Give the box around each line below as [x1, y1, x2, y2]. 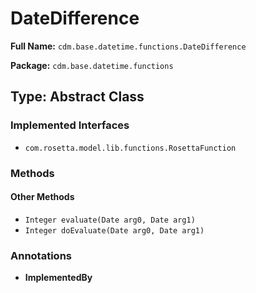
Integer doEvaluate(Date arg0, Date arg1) [24, 225, 205, 236]
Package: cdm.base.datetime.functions [10, 59, 174, 71]
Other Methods [10, 191, 75, 203]
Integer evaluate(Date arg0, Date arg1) [24, 215, 196, 225]
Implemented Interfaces [10, 118, 130, 132]
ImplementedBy [24, 272, 93, 284]
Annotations [10, 248, 72, 262]
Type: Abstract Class [10, 88, 145, 106]
